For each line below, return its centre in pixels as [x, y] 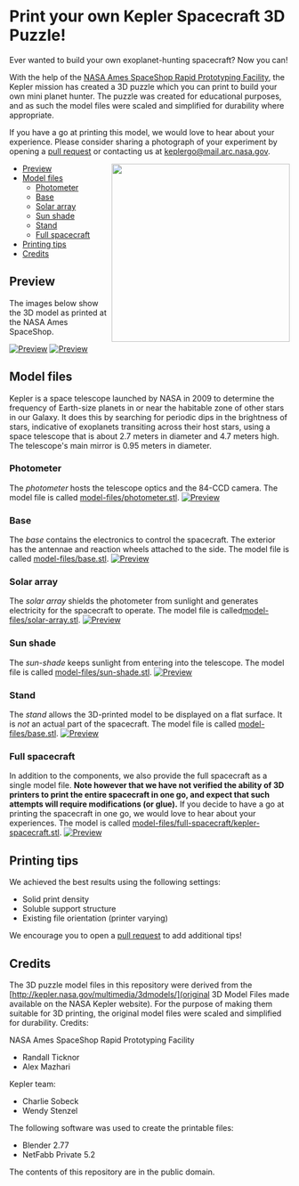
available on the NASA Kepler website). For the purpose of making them [141, 1003]
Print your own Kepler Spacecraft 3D [147, 16]
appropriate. [32, 115]
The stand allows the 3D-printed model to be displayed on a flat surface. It [146, 715]
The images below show [54, 303]
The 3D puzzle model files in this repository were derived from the [131, 985]
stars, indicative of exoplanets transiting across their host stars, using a [140, 426]
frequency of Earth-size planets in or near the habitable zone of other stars [147, 408]
